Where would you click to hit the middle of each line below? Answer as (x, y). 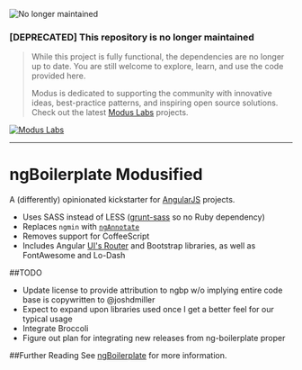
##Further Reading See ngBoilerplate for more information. (118, 356)
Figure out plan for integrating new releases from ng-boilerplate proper (154, 338)
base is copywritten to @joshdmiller (89, 300)
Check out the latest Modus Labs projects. (110, 113)
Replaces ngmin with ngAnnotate (81, 227)
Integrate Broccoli (55, 329)
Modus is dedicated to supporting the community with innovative (151, 94)
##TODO (26, 273)
